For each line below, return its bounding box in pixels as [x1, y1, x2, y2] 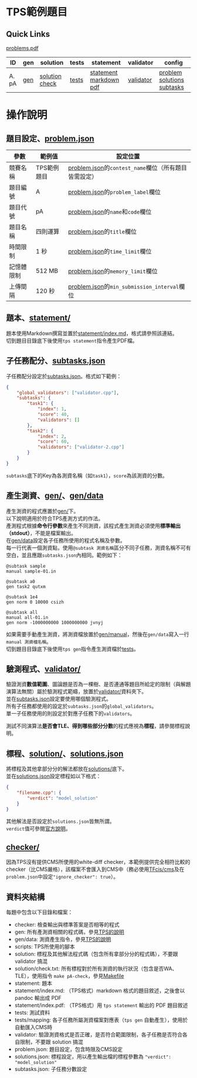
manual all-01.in [6, 614, 49, 621]
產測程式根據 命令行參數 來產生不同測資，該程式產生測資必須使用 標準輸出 [6, 522, 181, 529]
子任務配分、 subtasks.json [6, 356, 106, 366]
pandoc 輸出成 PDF [14, 995, 62, 1002]
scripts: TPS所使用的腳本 [14, 943, 75, 950]
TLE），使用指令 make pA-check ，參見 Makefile [14, 972, 124, 979]
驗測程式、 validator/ [6, 664, 81, 674]
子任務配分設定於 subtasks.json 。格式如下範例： [6, 372, 122, 379]
